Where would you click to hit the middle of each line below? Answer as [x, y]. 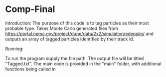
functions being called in [30, 69]
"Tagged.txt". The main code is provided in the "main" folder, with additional [83, 63]
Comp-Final [30, 9]
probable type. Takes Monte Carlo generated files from [62, 28]
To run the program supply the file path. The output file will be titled [75, 58]
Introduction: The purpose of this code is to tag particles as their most [77, 23]
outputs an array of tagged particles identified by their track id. [70, 39]
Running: [14, 48]
